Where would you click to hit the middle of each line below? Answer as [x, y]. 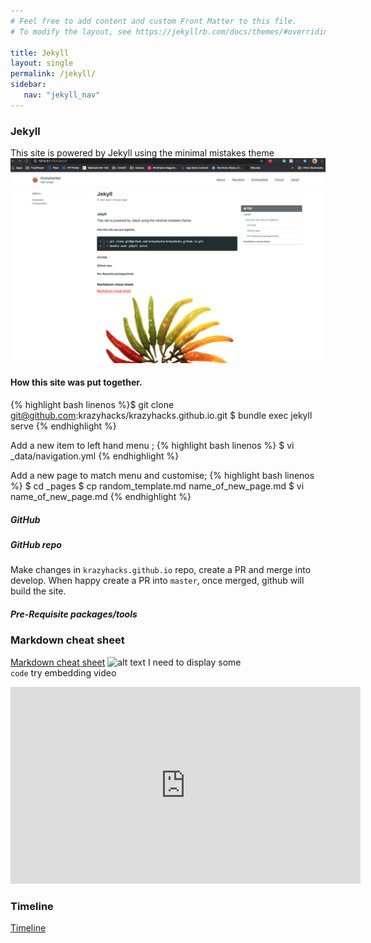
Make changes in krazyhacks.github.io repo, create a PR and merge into [161, 570]
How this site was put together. [76, 382]
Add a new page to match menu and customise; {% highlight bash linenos [162, 476]
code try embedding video [63, 672]
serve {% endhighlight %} [63, 426]
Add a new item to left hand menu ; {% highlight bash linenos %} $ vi [152, 446]
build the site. [38, 591]
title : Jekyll [40, 53]
